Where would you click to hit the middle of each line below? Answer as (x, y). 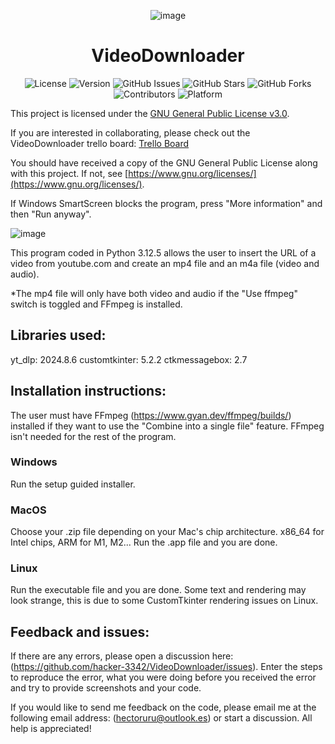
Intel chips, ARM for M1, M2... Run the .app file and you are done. (144, 542)
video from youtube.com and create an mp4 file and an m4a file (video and (165, 263)
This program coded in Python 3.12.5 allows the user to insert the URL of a (163, 252)
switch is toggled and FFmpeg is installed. (96, 304)
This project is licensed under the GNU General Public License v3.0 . (150, 113)
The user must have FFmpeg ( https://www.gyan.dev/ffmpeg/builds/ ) (151, 415)
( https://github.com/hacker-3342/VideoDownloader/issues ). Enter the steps (166, 667)
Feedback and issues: (80, 631)
